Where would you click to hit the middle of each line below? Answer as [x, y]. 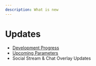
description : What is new [32, 10]
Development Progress [36, 48]
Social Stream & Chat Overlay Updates [51, 58]
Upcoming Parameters [35, 53]
